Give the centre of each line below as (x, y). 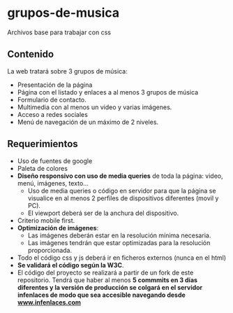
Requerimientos (43, 144)
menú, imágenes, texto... (53, 183)
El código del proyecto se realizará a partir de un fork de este (105, 272)
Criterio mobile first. (46, 220)
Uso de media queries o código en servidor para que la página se (122, 190)
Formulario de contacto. (52, 99)
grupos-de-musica (63, 13)
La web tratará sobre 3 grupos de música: (67, 71)
